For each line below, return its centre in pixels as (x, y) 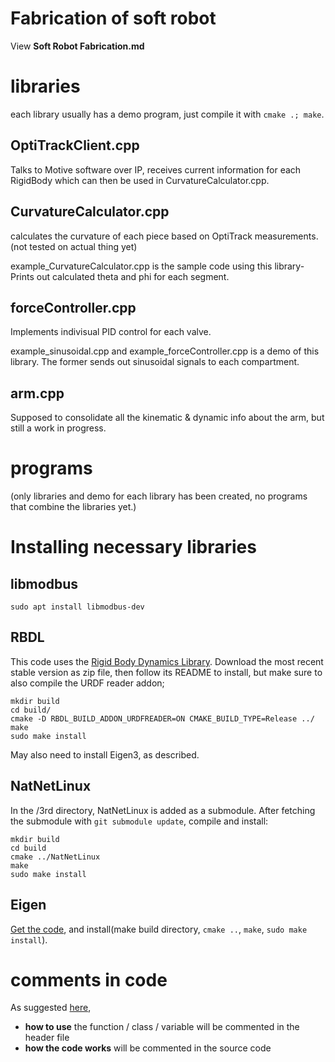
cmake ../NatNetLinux (55, 857)
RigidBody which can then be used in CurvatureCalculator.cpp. (140, 180)
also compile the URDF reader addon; (87, 683)
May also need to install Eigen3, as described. (105, 754)
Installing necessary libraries (133, 547)
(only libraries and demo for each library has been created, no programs (159, 496)
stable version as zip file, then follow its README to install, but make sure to (166, 672)
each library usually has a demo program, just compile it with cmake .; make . (167, 114)
